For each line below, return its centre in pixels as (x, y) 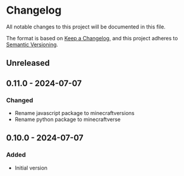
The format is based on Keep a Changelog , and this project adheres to (92, 38)
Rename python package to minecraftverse (68, 120)
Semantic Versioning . (32, 44)
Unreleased (28, 63)
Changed (20, 100)
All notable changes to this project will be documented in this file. (86, 27)
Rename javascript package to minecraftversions (74, 113)
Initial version (31, 168)
